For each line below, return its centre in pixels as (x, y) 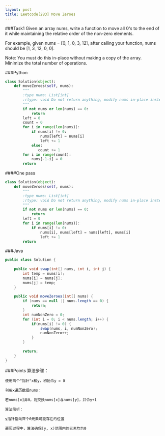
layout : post (18, 10)
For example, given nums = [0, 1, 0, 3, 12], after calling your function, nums (81, 43)
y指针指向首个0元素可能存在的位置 (35, 419)
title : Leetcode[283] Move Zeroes (41, 14)
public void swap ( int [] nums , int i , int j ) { (62, 269)
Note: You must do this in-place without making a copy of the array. (73, 58)
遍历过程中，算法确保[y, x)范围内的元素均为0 (46, 428)
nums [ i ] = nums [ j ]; (43, 278)
